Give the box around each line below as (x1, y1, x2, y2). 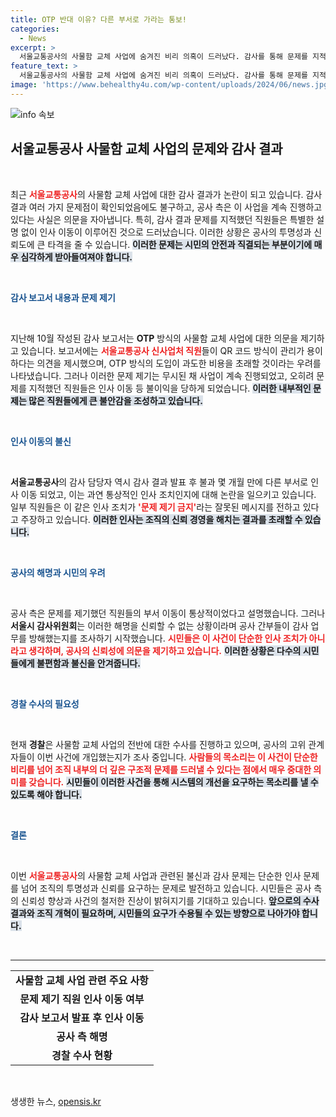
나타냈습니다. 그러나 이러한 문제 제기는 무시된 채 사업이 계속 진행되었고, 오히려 (10, 369, 315, 381)
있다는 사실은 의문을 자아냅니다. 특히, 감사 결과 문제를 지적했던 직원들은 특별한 (10, 213, 315, 225)
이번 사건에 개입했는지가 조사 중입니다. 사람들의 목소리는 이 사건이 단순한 (36, 751, 318, 763)
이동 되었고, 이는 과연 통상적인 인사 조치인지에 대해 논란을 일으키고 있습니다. (20, 488, 317, 500)
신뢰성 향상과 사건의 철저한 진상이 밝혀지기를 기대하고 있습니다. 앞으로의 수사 (20, 894, 320, 906)
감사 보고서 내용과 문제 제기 (10, 291, 116, 303)
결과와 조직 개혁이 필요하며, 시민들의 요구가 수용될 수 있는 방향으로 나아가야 (10, 907, 300, 919)
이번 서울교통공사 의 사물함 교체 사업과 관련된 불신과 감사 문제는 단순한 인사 (10, 869, 302, 881)
